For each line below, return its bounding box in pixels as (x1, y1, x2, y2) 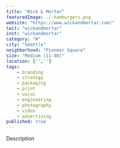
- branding (17, 69, 44, 75)
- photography (17, 102, 51, 108)
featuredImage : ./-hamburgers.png (6, 14, 92, 20)
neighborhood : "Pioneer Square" (6, 47, 86, 53)
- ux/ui (17, 91, 35, 97)
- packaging (17, 81, 46, 86)
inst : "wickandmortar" (6, 31, 62, 37)
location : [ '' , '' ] (6, 58, 51, 64)
